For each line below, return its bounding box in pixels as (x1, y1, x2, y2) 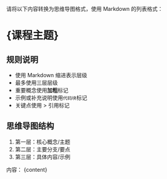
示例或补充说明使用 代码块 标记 (15, 94, 88, 101)
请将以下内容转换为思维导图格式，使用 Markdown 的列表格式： (6, 5, 163, 12)
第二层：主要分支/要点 (15, 145, 71, 152)
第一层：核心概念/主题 (15, 138, 71, 145)
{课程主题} (6, 29, 59, 42)
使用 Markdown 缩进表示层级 (15, 72, 88, 78)
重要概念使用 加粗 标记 (15, 87, 68, 93)
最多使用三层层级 (15, 79, 58, 86)
